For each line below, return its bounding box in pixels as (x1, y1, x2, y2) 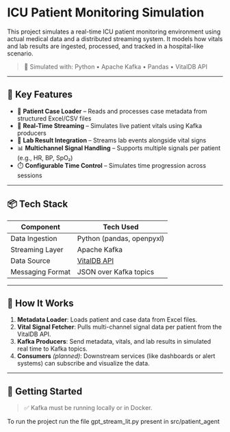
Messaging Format (10, 267, 71, 277)
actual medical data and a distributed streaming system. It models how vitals (7, 34, 223, 42)
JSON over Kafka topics (77, 267, 155, 277)
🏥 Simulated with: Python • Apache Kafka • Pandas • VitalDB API (23, 62, 207, 71)
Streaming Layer (10, 244, 64, 254)
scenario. (7, 49, 34, 58)
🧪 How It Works (7, 297, 74, 309)
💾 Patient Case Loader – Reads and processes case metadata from (16, 107, 207, 115)
